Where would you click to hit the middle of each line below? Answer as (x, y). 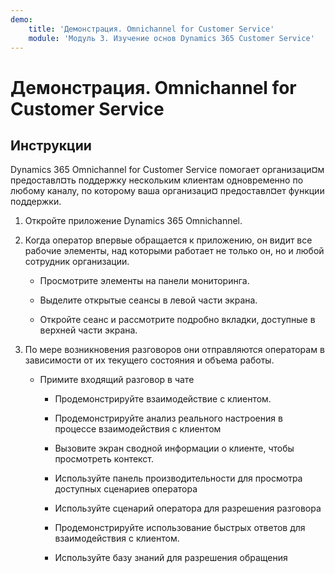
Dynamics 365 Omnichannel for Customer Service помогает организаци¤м (167, 170)
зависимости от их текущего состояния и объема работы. (149, 360)
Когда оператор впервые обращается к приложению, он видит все (168, 240)
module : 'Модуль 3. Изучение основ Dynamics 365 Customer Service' (171, 38)
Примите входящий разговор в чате (117, 380)
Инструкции (51, 145)
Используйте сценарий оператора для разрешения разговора (188, 508)
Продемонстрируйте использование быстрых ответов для (180, 528)
